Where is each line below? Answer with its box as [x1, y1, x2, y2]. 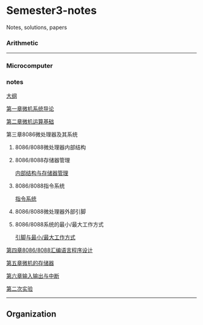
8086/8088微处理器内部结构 [14, 143, 86, 151]
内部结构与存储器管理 [14, 169, 68, 177]
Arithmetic [6, 39, 39, 47]
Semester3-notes [6, 4, 97, 18]
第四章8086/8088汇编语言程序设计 [6, 246, 93, 254]
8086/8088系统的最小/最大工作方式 [14, 221, 104, 228]
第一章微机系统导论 [6, 105, 54, 113]
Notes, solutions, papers [6, 24, 68, 31]
